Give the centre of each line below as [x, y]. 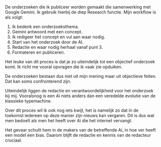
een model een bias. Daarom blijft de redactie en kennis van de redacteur [78, 135]
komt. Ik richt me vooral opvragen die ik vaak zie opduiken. [64, 67]
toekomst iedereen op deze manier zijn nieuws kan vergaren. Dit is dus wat [80, 115]
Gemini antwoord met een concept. [47, 32]
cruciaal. [14, 140]
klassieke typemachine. [29, 101]
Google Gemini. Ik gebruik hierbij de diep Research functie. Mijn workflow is [80, 12]
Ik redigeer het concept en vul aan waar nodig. [59, 37]
